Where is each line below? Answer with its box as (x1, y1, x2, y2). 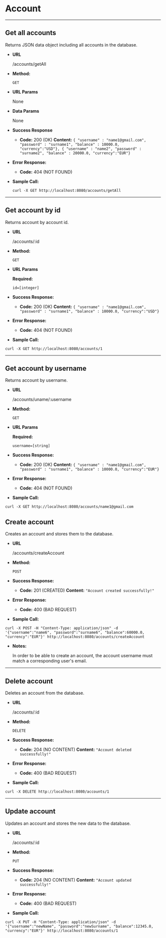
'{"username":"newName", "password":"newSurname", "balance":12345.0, (5, 924, 154, 929)
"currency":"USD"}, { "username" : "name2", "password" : (19, 146, 142, 151)
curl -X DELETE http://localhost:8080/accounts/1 (5, 789, 110, 794)
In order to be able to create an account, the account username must (12, 653, 153, 659)
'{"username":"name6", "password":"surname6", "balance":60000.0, (5, 630, 145, 635)
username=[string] (12, 444, 50, 448)
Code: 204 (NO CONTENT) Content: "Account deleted (19, 747, 132, 752)
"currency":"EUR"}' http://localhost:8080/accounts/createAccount (5, 634, 145, 639)
